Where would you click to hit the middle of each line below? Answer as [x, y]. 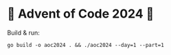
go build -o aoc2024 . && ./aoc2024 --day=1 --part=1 [86, 45]
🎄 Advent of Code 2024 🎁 [81, 14]
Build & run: [23, 33]
